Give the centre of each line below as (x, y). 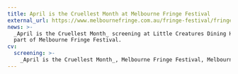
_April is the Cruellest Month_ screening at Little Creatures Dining (120, 33)
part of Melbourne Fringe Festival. (68, 40)
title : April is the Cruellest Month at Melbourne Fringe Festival (109, 14)
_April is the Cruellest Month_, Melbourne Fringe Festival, (112, 60)
